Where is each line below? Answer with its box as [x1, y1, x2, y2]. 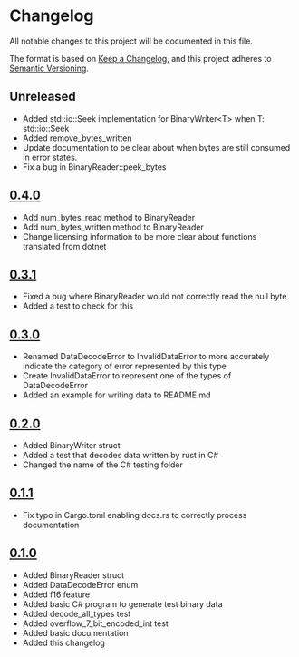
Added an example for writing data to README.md [22, 389, 211, 400]
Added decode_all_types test [22, 608, 131, 619]
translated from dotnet [22, 240, 107, 251]
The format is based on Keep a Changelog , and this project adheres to [9, 53, 272, 64]
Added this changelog [22, 637, 106, 648]
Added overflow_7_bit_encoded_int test [22, 618, 169, 629]
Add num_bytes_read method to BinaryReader [22, 211, 196, 222]
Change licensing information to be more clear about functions [22, 230, 257, 241]
